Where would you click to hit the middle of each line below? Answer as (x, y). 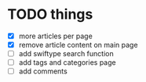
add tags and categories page (67, 62)
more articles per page (56, 36)
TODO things (50, 14)
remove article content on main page (78, 45)
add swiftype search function (66, 54)
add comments (43, 71)
